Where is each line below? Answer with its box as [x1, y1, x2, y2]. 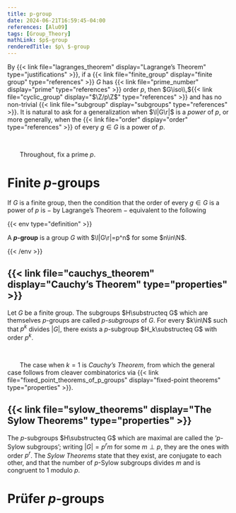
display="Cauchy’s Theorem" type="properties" [7, 279, 228, 291]
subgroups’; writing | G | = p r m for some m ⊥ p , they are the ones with [26, 441, 230, 451]
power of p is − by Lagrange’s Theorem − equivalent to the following [7, 206, 206, 214]
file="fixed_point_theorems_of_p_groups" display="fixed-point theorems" [7, 376, 221, 384]
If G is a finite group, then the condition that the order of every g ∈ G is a [7, 198, 220, 207]
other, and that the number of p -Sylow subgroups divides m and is [7, 459, 201, 467]
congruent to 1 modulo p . [7, 466, 81, 475]
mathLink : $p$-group [7, 37, 69, 44]
